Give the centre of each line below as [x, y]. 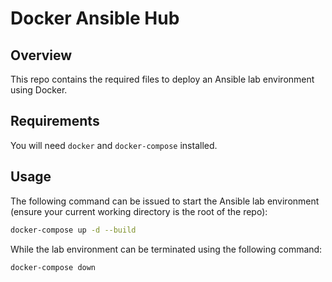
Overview [41, 55]
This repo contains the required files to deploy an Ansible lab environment [162, 79]
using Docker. [39, 90]
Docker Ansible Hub [95, 18]
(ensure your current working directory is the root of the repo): [139, 211]
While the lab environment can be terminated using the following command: [166, 249]
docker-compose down [53, 267]
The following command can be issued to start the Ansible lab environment [165, 201]
